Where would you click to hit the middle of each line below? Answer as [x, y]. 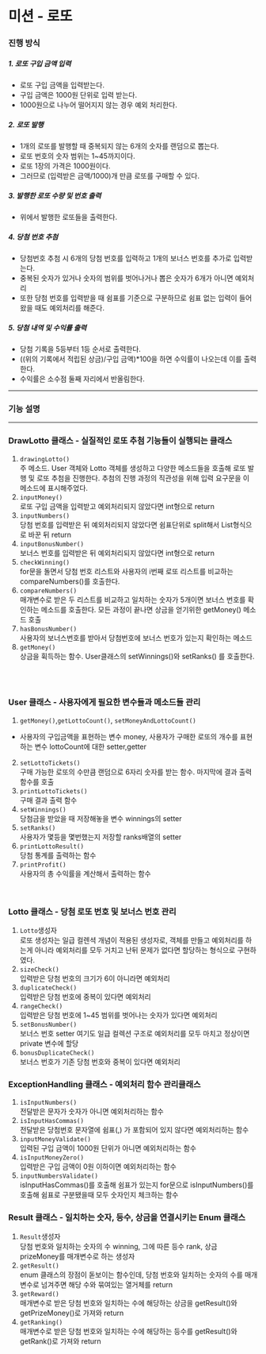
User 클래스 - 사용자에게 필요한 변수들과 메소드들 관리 [104, 702]
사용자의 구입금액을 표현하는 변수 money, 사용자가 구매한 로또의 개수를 [129, 736]
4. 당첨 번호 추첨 [33, 237]
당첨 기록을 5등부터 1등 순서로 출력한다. [80, 349]
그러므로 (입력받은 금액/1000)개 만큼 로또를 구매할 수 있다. [110, 176]
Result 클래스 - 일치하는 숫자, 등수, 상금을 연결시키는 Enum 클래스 [127, 1217]
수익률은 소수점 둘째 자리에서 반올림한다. [82, 379]
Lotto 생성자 [38, 931]
